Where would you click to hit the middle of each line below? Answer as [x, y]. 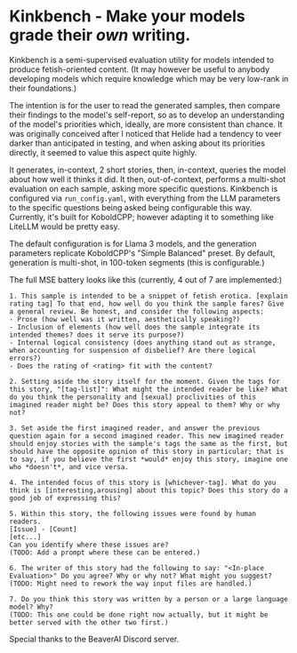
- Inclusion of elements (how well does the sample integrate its [135, 327]
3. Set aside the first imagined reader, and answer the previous [135, 428]
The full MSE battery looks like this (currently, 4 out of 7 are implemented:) [146, 279]
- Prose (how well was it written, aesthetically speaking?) [125, 319]
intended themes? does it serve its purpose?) [97, 335]
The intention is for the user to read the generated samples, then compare [145, 105]
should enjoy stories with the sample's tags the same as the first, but [149, 443]
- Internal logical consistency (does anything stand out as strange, [143, 342]
